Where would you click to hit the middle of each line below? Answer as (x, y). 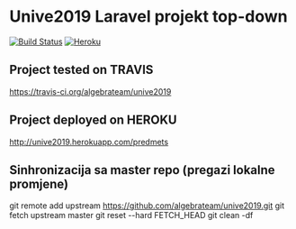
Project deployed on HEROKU (93, 120)
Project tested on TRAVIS (81, 70)
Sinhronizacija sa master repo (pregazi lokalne (143, 170)
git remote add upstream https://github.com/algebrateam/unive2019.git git (147, 206)
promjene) (39, 183)
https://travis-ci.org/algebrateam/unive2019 (90, 91)
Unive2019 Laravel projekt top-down (148, 17)
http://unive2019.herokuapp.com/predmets (89, 142)
